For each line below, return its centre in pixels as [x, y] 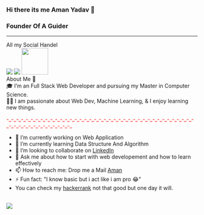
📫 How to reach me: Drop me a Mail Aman [69, 170]
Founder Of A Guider [37, 26]
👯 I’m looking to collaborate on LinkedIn [64, 151]
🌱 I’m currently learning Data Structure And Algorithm [82, 144]
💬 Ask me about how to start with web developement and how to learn [103, 157]
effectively [28, 163]
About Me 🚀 [21, 79]
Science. [17, 95]
